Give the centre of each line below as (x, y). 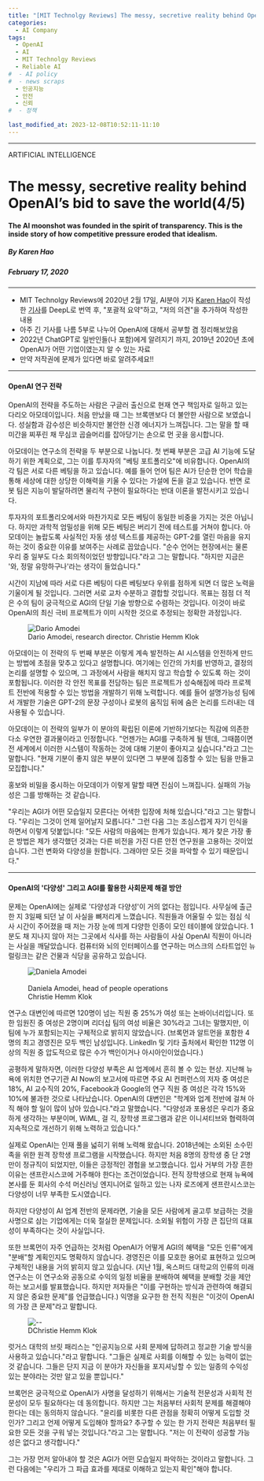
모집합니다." (26, 768)
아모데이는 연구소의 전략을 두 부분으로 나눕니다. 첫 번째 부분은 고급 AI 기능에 (125, 451)
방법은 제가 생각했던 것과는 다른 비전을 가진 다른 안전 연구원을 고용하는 (124, 841)
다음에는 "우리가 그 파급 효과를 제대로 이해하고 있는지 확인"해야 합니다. (124, 1469)
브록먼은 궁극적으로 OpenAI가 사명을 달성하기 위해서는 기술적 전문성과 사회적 (126, 1393)
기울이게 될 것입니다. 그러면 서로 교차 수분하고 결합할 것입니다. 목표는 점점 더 (125, 593)
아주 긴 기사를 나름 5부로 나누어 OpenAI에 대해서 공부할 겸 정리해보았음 (129, 329)
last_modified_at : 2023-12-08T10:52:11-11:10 (84, 125)
